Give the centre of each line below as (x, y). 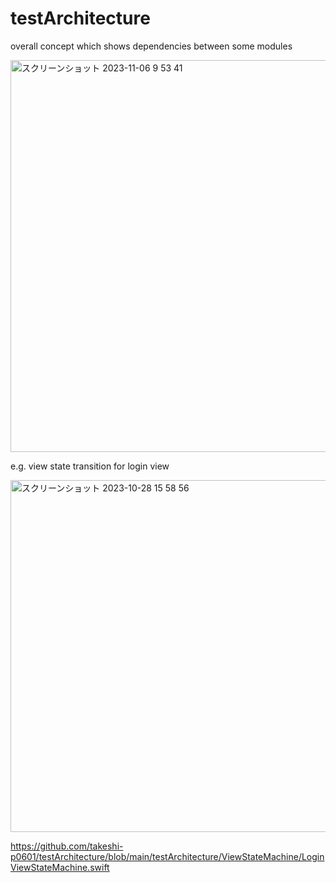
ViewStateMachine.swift (60, 867)
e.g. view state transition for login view (90, 466)
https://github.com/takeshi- (67, 846)
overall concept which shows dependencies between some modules (151, 46)
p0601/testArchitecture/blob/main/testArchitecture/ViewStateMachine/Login (167, 856)
